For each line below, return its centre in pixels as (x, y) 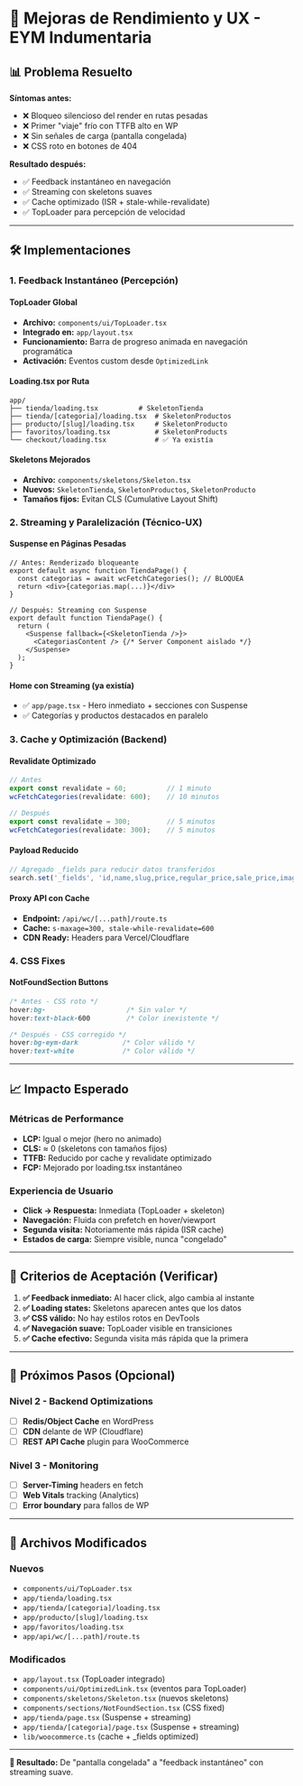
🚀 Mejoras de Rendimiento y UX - (135, 18)
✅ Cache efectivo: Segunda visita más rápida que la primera (135, 1338)
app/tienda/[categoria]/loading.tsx (91, 1608)
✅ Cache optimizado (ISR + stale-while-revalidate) (116, 202)
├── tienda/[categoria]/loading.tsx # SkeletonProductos (120, 416)
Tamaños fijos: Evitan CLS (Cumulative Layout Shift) (120, 499)
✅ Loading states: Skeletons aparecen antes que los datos (132, 1308)
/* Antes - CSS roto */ (54, 1001)
